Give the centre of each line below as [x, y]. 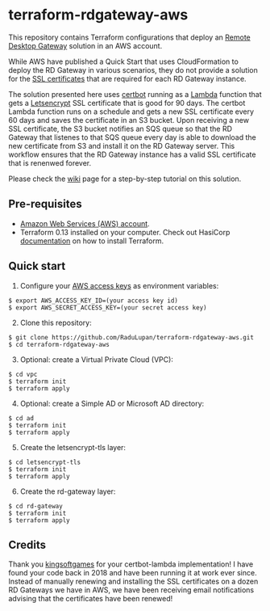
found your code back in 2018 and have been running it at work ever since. [133, 573]
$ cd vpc [23, 374]
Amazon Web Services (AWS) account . [85, 223]
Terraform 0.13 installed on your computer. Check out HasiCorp [125, 232]
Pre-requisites [45, 204]
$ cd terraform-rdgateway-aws [59, 344]
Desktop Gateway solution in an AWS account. [85, 45]
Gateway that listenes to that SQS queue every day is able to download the [132, 137]
